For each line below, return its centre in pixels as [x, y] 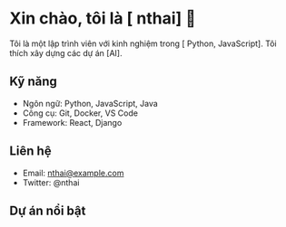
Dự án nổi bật [48, 210]
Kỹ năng [33, 82]
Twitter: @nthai [51, 182]
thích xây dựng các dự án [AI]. [66, 52]
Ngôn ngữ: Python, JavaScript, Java [90, 103]
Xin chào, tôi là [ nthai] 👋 [103, 19]
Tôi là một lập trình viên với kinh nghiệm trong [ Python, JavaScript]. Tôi [143, 43]
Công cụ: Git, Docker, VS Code [80, 113]
